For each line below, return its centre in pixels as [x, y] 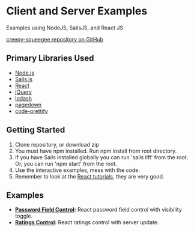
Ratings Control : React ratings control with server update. [87, 222]
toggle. [24, 216]
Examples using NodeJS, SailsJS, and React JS [65, 28]
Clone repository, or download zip [57, 144]
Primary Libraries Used [50, 58]
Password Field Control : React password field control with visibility [98, 210]
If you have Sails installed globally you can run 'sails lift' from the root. [102, 157]
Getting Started [36, 130]
